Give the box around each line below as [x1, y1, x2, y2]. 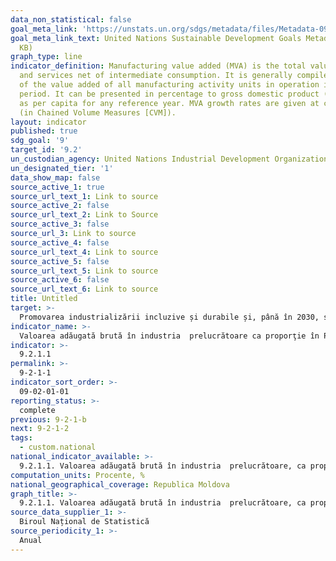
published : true [10, 126, 78, 136]
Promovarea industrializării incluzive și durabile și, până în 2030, [19, 312, 320, 322]
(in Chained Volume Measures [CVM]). [19, 107, 177, 118]
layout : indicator [10, 117, 87, 127]
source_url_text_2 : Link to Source [10, 210, 159, 220]
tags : [10, 433, 33, 443]
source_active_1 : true [10, 182, 105, 192]
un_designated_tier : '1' [10, 163, 114, 173]
